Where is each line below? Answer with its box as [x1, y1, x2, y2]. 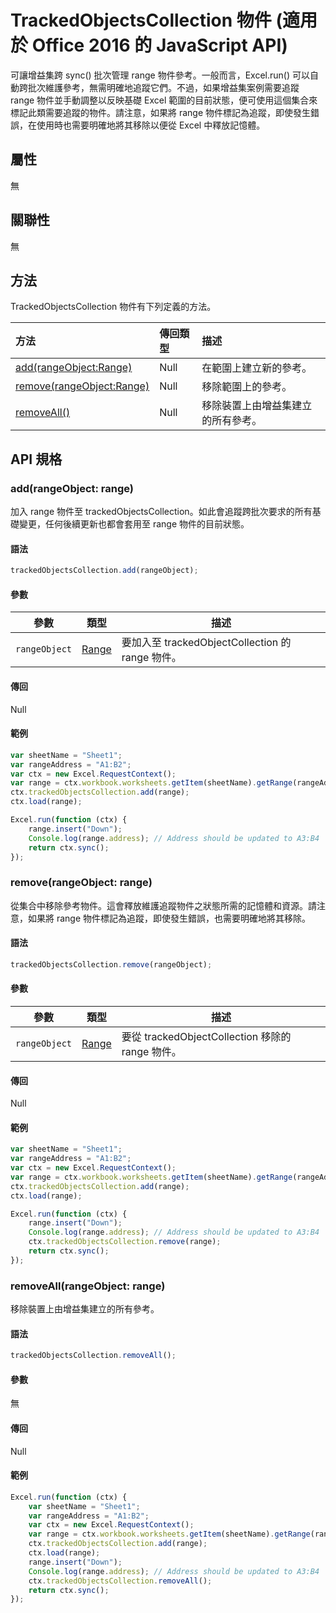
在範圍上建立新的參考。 [201, 361, 313, 375]
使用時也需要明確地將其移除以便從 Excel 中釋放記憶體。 [36, 119, 266, 131]
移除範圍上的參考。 [201, 380, 293, 394]
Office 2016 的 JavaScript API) [31, 34, 288, 57]
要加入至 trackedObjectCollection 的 [121, 636, 292, 650]
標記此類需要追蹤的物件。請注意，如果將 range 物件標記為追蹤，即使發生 [10, 106, 312, 118]
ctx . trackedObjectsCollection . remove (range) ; [28, 1237, 222, 1247]
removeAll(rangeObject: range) [10, 1279, 166, 1293]
